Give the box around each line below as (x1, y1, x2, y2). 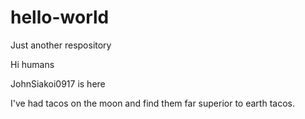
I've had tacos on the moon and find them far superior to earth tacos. (10, 97, 295, 109)
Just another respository (10, 39, 112, 51)
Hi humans (10, 58, 55, 70)
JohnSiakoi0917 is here (10, 77, 106, 90)
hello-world (10, 6, 110, 29)
